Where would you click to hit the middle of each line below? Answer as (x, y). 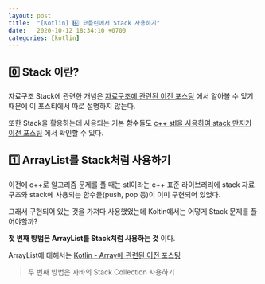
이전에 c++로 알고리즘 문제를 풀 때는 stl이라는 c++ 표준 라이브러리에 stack (124, 185)
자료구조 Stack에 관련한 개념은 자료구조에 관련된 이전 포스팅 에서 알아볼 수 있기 (131, 96)
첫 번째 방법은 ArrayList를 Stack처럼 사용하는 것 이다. (92, 238)
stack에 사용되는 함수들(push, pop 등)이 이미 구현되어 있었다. (125, 194)
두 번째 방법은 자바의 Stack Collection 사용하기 (101, 272)
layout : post (30, 16)
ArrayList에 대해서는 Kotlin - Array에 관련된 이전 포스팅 (95, 255)
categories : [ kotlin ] (44, 38)
